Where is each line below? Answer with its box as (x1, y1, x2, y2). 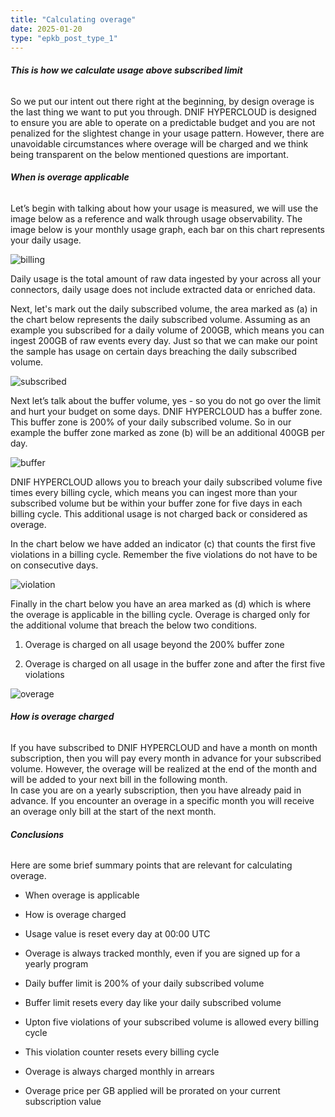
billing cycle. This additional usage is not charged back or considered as (10, 507, 308, 520)
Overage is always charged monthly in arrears (24, 1066, 215, 1078)
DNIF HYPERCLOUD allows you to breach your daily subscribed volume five (10, 476, 323, 488)
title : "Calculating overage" (10, 14, 137, 25)
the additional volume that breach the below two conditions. (10, 619, 258, 631)
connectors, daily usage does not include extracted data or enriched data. (10, 283, 316, 295)
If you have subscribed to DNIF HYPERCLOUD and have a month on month (10, 741, 318, 753)
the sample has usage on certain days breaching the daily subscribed (10, 345, 298, 357)
